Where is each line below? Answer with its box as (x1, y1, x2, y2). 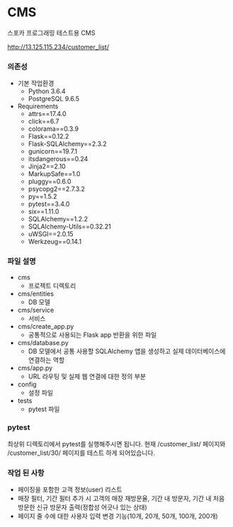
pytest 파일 (28, 405, 60, 413)
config (17, 380, 37, 388)
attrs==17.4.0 (28, 110, 67, 118)
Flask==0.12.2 (28, 132, 69, 141)
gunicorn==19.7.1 (28, 147, 78, 156)
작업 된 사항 (7, 468, 45, 477)
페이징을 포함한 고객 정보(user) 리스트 (17, 485, 123, 494)
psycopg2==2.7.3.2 (28, 185, 85, 193)
